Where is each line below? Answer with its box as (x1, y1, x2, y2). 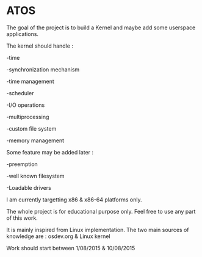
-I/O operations (6, 101, 45, 109)
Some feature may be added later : (6, 148, 93, 156)
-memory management (6, 137, 65, 144)
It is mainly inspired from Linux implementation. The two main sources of (6, 226, 189, 233)
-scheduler (6, 89, 34, 96)
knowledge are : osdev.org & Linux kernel (6, 233, 111, 240)
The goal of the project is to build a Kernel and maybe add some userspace (6, 24, 196, 31)
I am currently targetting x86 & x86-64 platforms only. (6, 196, 142, 203)
